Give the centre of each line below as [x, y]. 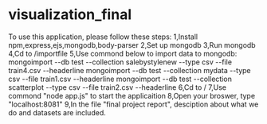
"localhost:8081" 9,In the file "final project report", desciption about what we [133, 104]
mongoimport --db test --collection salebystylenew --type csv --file [120, 62]
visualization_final [70, 15]
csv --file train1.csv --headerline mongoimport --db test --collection [120, 79]
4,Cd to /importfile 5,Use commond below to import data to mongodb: [123, 53]
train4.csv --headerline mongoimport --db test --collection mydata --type [130, 70]
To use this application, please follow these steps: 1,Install [103, 37]
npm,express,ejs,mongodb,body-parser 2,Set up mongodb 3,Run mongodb [132, 45]
